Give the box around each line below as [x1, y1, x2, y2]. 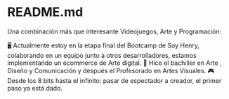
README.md [7, 4, 84, 20]
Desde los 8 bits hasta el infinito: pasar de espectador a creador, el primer [7, 76, 222, 84]
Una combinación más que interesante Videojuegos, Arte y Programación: [7, 27, 222, 36]
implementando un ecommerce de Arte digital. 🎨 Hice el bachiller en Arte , [7, 59, 223, 67]
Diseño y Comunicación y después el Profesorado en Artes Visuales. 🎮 [7, 66, 215, 75]
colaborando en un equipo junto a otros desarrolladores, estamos [7, 51, 197, 59]
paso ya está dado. [7, 84, 63, 92]
